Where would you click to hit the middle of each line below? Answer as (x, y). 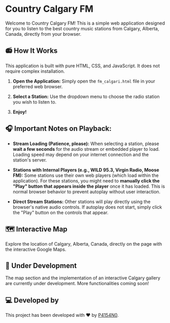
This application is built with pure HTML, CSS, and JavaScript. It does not (83, 66)
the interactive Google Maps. (36, 250)
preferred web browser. (38, 86)
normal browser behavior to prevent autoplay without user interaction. (87, 191)
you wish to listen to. (35, 102)
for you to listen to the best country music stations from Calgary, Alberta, (82, 28)
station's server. (30, 160)
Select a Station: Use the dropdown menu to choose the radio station (86, 96)
